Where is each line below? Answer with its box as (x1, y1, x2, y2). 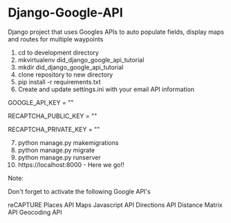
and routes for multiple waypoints (8, 35, 104, 43)
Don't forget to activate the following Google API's (8, 187, 151, 195)
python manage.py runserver (17, 153, 101, 162)
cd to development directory (17, 48, 100, 57)
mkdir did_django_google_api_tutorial (17, 63, 124, 71)
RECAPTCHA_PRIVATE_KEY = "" (8, 125, 100, 133)
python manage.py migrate (17, 146, 95, 154)
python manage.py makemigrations (17, 138, 119, 146)
